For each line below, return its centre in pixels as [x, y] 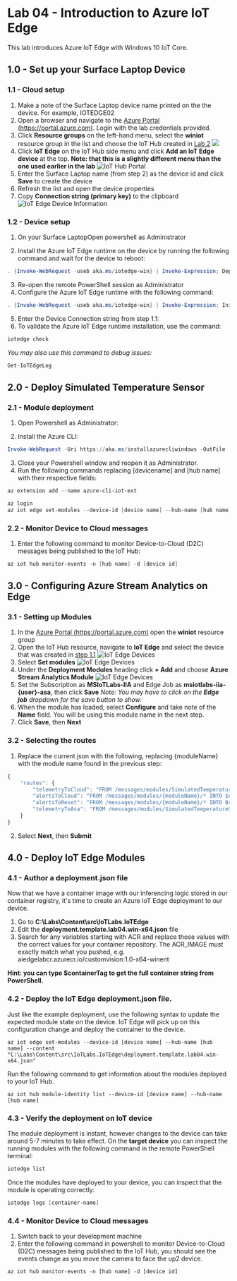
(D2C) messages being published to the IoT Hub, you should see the [117, 1251]
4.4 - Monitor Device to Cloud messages [78, 1220]
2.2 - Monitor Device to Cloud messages [78, 528]
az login [20, 503]
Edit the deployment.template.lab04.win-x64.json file [98, 930]
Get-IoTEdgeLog [30, 365]
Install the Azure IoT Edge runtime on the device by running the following [123, 250]
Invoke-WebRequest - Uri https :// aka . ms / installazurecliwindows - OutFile [116, 449]
